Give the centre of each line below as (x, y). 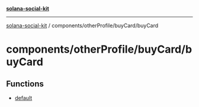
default (23, 98)
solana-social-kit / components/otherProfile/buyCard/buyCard (82, 25)
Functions (25, 84)
